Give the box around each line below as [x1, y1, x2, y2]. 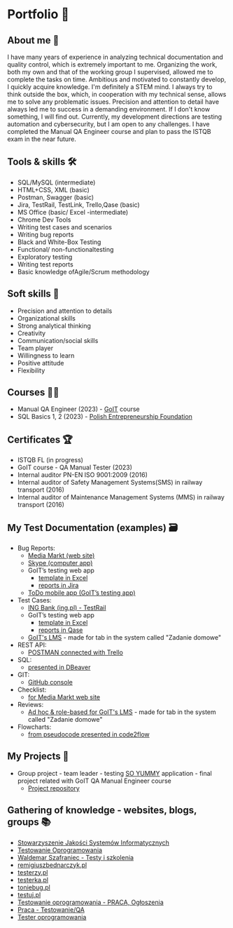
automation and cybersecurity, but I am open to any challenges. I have [7, 120, 210, 128]
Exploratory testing [17, 253, 73, 261]
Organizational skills [17, 314, 76, 322]
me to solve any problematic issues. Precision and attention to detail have [7, 97, 219, 106]
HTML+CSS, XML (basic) [17, 185, 90, 194]
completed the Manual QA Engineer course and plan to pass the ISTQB [7, 128, 211, 135]
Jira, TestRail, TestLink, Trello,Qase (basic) [17, 200, 140, 209]
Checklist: [17, 685, 47, 694]
